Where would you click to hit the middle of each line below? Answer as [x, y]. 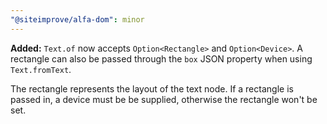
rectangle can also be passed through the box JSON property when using [161, 58]
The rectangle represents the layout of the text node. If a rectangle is [152, 88]
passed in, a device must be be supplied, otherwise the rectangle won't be [164, 99]
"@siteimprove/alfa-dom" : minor [77, 19]
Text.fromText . [41, 69]
